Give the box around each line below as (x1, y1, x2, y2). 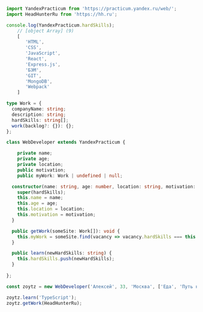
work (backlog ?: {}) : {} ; (11, 123, 74, 129)
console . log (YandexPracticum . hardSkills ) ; (6, 22, 115, 28)
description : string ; (11, 112, 66, 118)
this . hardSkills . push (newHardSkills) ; (17, 256, 115, 262)
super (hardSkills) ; (17, 189, 66, 196)
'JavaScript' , (25, 50, 61, 57)
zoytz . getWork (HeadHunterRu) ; (6, 300, 83, 306)
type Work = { (6, 100, 42, 107)
